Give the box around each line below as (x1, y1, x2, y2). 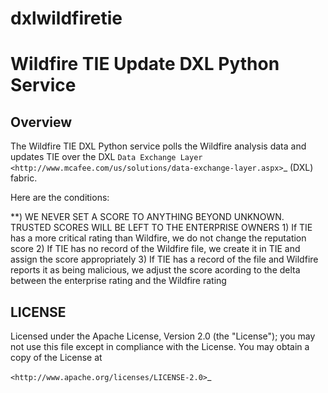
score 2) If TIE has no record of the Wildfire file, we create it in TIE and (10, 243, 301, 255)
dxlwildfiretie (10, 7, 123, 30)
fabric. (10, 172, 38, 184)
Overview (10, 113, 73, 131)
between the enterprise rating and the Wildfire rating (10, 275, 227, 287)
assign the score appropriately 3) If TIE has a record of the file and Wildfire (10, 253, 319, 266)
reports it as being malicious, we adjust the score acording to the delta (10, 264, 301, 276)
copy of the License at (10, 352, 103, 363)
